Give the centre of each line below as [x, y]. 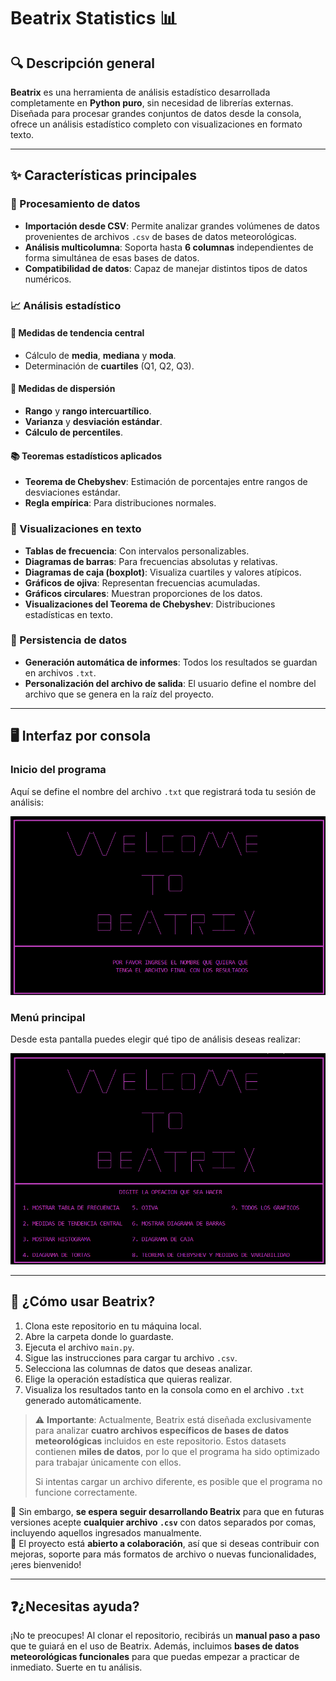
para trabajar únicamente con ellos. [108, 1462]
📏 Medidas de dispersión [63, 389]
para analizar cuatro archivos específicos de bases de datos [162, 1430]
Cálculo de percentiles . [73, 432]
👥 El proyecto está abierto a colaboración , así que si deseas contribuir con [165, 1543]
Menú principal [48, 1017]
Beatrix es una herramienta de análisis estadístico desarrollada [140, 92]
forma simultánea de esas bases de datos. [112, 257]
